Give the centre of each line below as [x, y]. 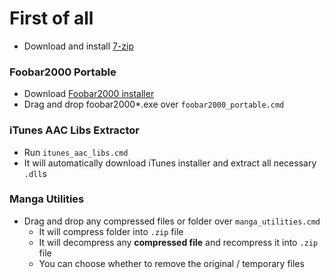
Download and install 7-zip [79, 46]
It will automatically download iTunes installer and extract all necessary [170, 163]
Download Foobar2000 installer [89, 94]
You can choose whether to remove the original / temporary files [171, 263]
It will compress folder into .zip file [111, 231]
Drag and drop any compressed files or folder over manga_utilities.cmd [172, 221]
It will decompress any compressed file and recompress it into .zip [178, 242]
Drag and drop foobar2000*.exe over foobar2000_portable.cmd [154, 104]
